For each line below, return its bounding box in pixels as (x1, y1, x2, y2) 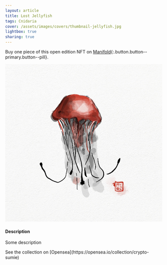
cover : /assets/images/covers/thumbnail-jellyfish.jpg (5, 24, 122, 29)
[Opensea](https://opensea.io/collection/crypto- (49, 249, 149, 255)
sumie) (5, 254, 19, 260)
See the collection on (5, 249, 49, 255)
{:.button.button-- (111, 49, 148, 54)
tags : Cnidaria (5, 18, 37, 23)
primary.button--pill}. (5, 54, 49, 60)
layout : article (5, 8, 39, 13)
